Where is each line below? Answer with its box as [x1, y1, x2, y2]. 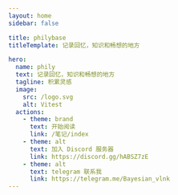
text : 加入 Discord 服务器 [29, 145, 114, 153]
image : [15, 85, 38, 93]
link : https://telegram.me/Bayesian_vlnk [29, 175, 171, 183]
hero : [8, 55, 26, 64]
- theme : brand [22, 116, 74, 124]
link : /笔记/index [29, 130, 89, 139]
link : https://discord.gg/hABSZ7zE [29, 152, 149, 160]
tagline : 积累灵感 [15, 78, 72, 86]
